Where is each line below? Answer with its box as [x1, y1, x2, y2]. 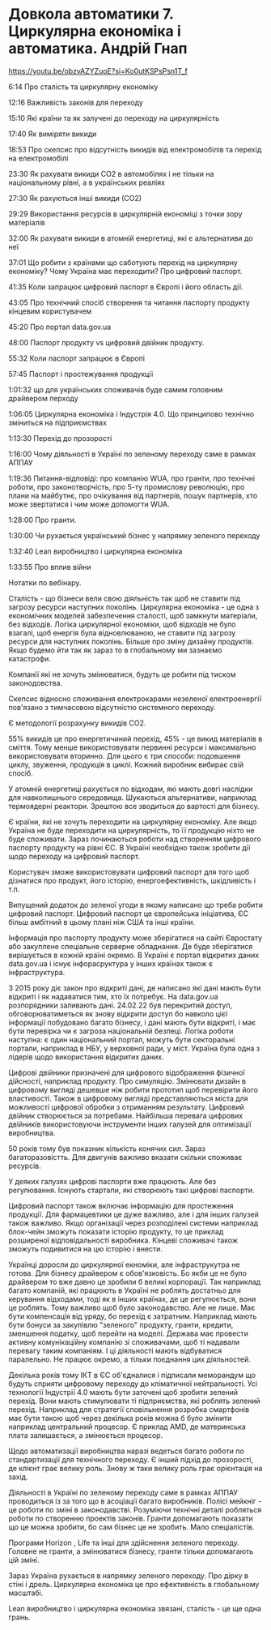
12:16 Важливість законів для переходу [8, 97, 144, 107]
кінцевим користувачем [8, 306, 92, 316]
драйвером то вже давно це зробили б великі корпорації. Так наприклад [8, 1277, 261, 1286]
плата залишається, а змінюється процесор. [8, 1430, 163, 1440]
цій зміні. [8, 1555, 40, 1564]
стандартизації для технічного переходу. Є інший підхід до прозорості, [8, 1454, 253, 1464]
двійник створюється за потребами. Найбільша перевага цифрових [8, 1110, 243, 1120]
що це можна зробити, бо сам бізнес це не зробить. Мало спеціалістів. [8, 1521, 255, 1532]
